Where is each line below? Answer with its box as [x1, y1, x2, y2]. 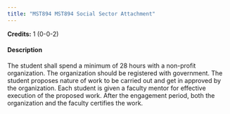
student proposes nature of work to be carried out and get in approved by [7, 76, 222, 84]
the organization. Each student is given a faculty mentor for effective [7, 84, 206, 92]
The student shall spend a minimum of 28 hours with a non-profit [7, 61, 196, 70]
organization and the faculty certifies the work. [7, 99, 143, 107]
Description [7, 46, 43, 54]
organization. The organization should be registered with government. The [7, 68, 223, 77]
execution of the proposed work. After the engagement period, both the [7, 91, 215, 99]
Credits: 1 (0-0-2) [7, 30, 59, 38]
